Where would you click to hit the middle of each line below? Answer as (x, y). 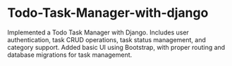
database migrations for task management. (70, 55)
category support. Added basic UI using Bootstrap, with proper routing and (116, 47)
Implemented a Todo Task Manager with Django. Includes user (98, 32)
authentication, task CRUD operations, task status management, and (107, 39)
